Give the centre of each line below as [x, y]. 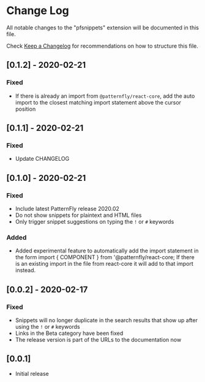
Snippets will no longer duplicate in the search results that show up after [106, 320]
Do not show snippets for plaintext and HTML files [78, 215]
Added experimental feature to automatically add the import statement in [107, 251]
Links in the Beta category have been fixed [69, 333]
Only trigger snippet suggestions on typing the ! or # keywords [95, 222]
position [25, 109]
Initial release [32, 373]
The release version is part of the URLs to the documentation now [98, 339]
